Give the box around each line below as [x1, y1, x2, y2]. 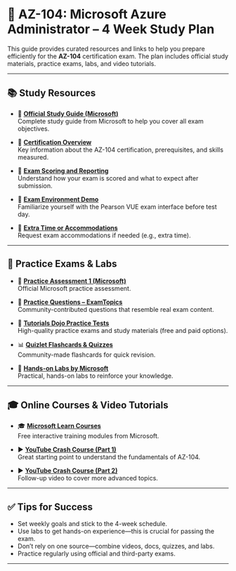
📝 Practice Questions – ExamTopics [17, 298, 123, 306]
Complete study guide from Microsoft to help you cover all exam [17, 117, 204, 125]
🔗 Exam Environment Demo [17, 195, 99, 203]
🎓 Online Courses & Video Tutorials [7, 399, 169, 411]
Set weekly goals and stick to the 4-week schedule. [17, 520, 167, 528]
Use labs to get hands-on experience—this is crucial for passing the [17, 527, 215, 536]
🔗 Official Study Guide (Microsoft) [17, 109, 119, 118]
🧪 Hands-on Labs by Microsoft [17, 364, 109, 372]
